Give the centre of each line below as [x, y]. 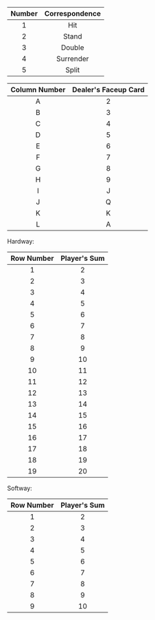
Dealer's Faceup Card [108, 90]
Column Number [38, 90]
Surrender [72, 59]
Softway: [20, 488]
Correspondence [73, 13]
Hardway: [21, 241]
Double [72, 47]
